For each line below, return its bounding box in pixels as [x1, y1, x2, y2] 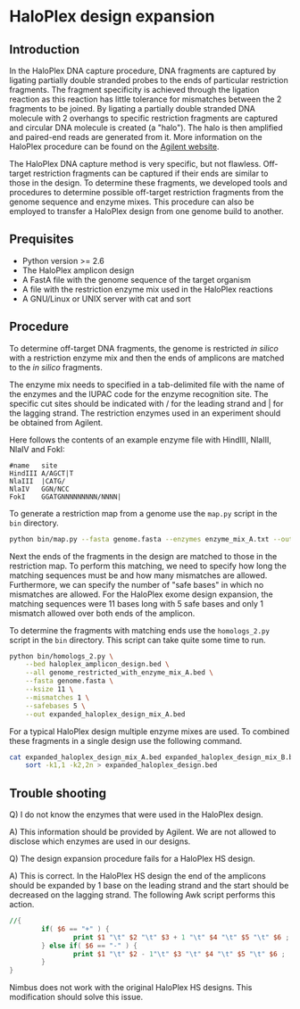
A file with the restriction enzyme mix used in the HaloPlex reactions [21, 284, 274, 294]
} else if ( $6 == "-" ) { [41, 941, 138, 950]
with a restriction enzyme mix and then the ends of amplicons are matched [9, 352, 285, 363]
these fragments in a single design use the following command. [9, 735, 243, 746]
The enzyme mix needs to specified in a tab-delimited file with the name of [9, 379, 286, 390]
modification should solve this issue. [9, 992, 144, 1003]
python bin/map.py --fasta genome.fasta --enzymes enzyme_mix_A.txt [9, 534, 270, 543]
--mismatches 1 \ [25, 693, 90, 702]
